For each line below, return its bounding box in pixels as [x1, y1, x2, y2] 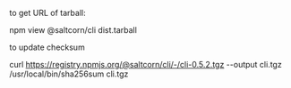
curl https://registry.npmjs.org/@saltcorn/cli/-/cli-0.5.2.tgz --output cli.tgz [9, 60, 282, 69]
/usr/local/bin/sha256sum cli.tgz [9, 68, 129, 79]
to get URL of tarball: [9, 8, 87, 18]
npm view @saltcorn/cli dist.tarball [9, 25, 137, 35]
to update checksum [9, 42, 85, 52]
